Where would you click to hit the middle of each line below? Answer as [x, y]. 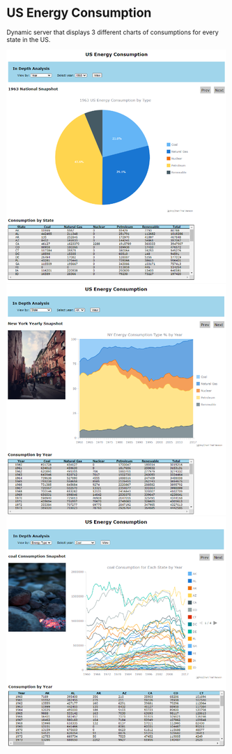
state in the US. [29, 39]
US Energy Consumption [79, 13]
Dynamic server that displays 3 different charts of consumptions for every [113, 32]
